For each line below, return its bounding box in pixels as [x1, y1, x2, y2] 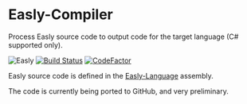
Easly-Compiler [8, 6, 114, 24]
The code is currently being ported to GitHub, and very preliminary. [8, 86, 229, 96]
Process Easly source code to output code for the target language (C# [8, 32, 239, 41]
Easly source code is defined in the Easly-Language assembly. [8, 71, 214, 80]
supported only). [8, 40, 63, 49]
